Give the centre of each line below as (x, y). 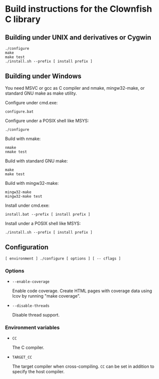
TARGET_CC (22, 358)
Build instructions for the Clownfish (79, 9)
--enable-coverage (31, 281)
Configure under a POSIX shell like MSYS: (47, 120)
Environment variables (32, 327)
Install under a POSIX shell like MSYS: (43, 223)
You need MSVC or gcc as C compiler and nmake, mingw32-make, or (75, 88)
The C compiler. (28, 348)
